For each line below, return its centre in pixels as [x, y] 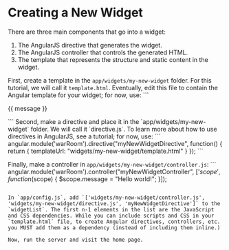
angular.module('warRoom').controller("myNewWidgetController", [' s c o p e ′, [114, 171]
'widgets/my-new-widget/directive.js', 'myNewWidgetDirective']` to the [114, 204]
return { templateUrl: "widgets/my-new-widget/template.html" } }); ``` [106, 151]
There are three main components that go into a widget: [87, 32]
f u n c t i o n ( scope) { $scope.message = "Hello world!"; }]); [87, 179]
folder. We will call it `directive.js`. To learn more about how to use [124, 129]
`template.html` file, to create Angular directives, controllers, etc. [114, 222]
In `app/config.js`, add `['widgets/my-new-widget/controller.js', [107, 198]
